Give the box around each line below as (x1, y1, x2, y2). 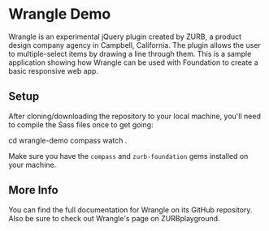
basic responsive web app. (8, 66, 99, 75)
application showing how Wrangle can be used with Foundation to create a (8, 58, 258, 67)
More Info (8, 183, 59, 197)
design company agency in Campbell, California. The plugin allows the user (8, 40, 262, 49)
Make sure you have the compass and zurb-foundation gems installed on (8, 151, 249, 160)
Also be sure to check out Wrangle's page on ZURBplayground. (8, 213, 221, 223)
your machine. (8, 160, 57, 169)
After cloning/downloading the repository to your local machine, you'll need (8, 111, 262, 121)
